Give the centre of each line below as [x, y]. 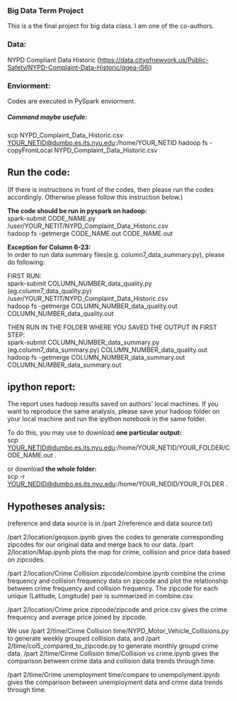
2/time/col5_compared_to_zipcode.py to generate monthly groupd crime [113, 646]
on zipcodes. [26, 560]
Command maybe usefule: [47, 117]
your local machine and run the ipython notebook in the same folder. [107, 419]
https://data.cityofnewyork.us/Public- [154, 59]
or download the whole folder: [52, 469]
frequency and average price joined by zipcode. [77, 617]
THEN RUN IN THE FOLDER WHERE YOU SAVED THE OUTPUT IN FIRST [112, 327]
